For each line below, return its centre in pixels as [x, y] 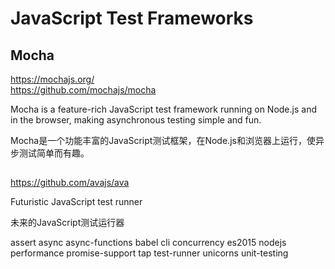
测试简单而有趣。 [54, 153]
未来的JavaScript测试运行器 [67, 223]
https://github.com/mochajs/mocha [83, 90]
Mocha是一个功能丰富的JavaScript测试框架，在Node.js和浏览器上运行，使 [163, 140]
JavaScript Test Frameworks [132, 18]
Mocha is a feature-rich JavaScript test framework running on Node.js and [163, 109]
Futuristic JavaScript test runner [76, 202]
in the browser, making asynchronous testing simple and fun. [136, 120]
